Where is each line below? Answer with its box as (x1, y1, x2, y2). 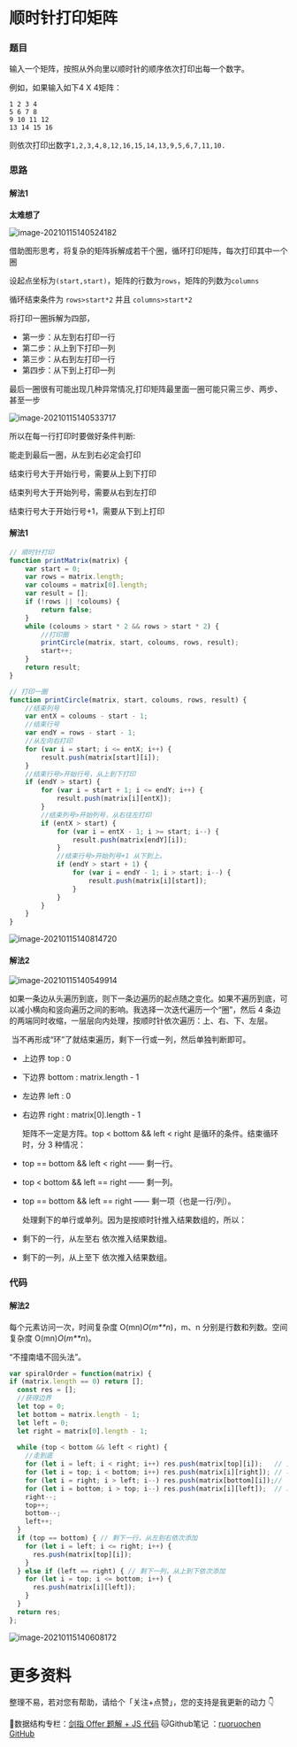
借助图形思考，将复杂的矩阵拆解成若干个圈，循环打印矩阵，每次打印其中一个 (9, 245, 288, 256)
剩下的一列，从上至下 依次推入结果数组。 (21, 1252, 172, 1263)
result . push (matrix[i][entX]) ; (56, 794, 172, 804)
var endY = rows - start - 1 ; (25, 728, 137, 737)
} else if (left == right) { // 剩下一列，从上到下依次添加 (17, 1566, 225, 1575)
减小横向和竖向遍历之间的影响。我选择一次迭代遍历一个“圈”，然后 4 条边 (16, 1004, 281, 1015)
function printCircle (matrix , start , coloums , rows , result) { (9, 696, 247, 704)
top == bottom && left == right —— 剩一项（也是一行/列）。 (21, 1196, 236, 1206)
